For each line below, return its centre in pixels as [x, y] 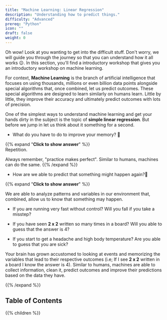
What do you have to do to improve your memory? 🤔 [66, 134]
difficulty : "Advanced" [30, 19]
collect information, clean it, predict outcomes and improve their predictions [83, 270]
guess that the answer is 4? [41, 229]
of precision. [18, 104]
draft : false [19, 33]
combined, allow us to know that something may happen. [64, 199]
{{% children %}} [23, 313]
